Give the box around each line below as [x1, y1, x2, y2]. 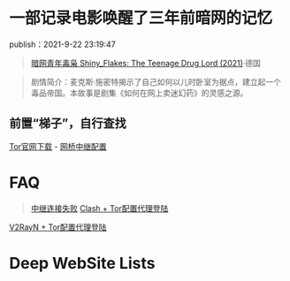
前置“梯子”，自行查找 [9, 116, 126, 131]
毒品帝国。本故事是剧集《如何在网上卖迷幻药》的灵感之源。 [30, 87, 248, 98]
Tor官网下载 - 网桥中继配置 [9, 140, 107, 151]
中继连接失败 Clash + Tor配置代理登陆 [30, 202, 169, 213]
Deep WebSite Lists [9, 253, 156, 273]
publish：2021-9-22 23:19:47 [9, 39, 117, 49]
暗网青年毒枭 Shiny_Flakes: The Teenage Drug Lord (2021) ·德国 [30, 57, 261, 68]
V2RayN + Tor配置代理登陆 [9, 222, 108, 232]
